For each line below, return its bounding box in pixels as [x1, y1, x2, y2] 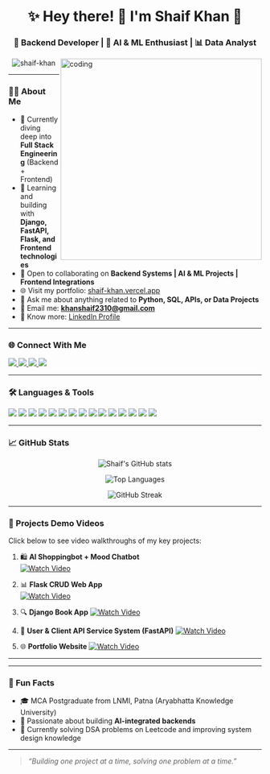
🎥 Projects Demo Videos [8, 517, 104, 528]
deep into [19, 131, 52, 141]
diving [19, 122, 41, 132]
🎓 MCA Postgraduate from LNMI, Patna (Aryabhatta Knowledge [19, 696, 234, 706]
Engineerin [19, 148, 58, 158]
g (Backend [19, 157, 59, 167]
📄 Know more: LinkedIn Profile [19, 312, 121, 321]
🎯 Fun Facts [8, 677, 55, 688]
